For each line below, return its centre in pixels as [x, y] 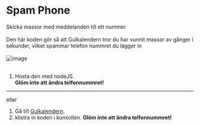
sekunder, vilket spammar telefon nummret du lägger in [74, 46]
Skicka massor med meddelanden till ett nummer [66, 27]
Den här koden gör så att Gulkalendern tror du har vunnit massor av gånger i [100, 39]
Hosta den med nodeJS [44, 76]
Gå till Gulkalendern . [40, 111]
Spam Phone [38, 10]
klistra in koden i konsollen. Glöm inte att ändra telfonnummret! [93, 117]
